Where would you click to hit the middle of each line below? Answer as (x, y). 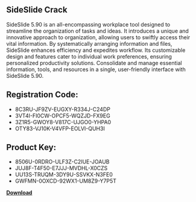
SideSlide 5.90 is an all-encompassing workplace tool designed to (88, 24)
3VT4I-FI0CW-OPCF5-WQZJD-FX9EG (62, 115)
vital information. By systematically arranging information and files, (89, 43)
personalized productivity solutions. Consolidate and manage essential (94, 63)
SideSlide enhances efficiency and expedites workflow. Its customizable (96, 50)
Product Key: (31, 147)
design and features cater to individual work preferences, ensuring (89, 56)
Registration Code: (42, 95)
